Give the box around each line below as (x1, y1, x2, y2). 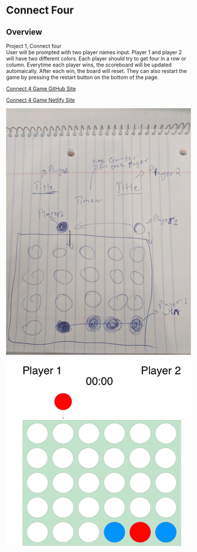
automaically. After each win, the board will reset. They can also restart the (6, 68, 187, 74)
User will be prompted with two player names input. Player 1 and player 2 (6, 49, 182, 56)
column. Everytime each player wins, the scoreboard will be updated (6, 61, 172, 68)
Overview (6, 27, 43, 37)
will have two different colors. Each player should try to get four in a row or (6, 55, 186, 62)
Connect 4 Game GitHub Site (6, 85, 76, 92)
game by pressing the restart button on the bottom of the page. (6, 74, 159, 81)
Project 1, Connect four (6, 42, 62, 49)
